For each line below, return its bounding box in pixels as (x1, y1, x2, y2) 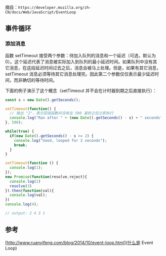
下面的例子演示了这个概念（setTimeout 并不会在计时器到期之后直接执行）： (5, 88, 157, 94)
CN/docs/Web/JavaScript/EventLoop (5, 10, 77, 15)
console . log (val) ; (9, 192, 48, 198)
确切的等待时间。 (22, 77, 57, 83)
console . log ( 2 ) (9, 179, 41, 184)
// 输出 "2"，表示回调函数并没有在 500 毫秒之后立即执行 (9, 111, 114, 116)
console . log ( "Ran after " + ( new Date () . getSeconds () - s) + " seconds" (9, 115, 163, 121)
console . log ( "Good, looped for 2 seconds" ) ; (14, 138, 107, 143)
